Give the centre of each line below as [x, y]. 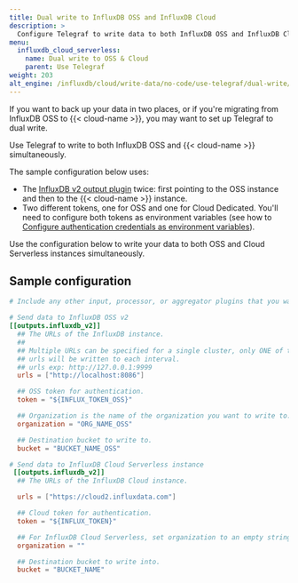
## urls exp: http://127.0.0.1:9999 [85, 367]
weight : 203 [31, 76]
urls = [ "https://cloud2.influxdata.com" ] [97, 497]
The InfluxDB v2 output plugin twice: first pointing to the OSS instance [150, 188]
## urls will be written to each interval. [98, 359]
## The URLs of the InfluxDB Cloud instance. [103, 481]
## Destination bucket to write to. [85, 440]
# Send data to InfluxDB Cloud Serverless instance [106, 464]
